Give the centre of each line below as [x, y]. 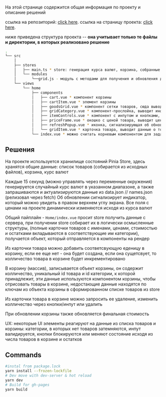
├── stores [25, 65]
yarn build [16, 389]
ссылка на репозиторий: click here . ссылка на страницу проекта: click [79, 22]
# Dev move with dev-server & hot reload [48, 376]
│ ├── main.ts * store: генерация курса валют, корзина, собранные [87, 70]
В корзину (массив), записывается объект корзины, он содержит [74, 268]
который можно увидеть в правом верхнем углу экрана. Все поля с [77, 203]
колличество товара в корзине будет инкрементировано [65, 259]
